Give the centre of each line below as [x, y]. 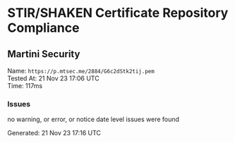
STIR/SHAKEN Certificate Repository [118, 13]
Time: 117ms [25, 86]
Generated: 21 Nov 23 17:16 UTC [54, 133]
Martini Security [44, 54]
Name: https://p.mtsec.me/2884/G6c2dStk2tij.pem [81, 71]
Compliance [43, 28]
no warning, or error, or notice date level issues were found [94, 119]
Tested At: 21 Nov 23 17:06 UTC [54, 78]
